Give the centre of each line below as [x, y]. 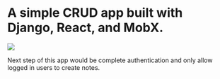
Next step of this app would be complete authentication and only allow [110, 60]
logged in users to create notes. [54, 67]
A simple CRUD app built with [95, 13]
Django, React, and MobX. [86, 28]
